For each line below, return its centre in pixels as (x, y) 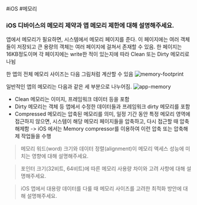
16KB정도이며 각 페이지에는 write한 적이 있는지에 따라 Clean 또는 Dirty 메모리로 (98, 54)
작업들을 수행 (36, 136)
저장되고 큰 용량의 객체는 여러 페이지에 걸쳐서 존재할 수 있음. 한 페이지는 (99, 47)
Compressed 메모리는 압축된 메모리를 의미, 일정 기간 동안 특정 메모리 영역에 (102, 114)
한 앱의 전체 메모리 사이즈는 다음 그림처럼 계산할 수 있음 (70, 74)
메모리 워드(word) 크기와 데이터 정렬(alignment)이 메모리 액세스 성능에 (102, 149)
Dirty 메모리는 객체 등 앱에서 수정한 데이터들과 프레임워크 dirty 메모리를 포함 (102, 107)
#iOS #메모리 (22, 9)
